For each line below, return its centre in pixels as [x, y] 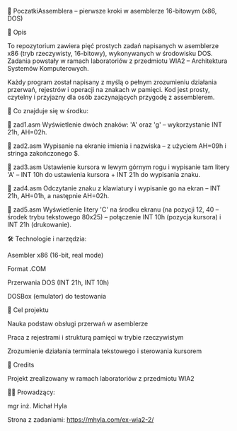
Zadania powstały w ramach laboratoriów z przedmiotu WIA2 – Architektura [117, 61]
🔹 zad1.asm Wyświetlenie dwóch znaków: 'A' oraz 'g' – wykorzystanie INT [115, 125]
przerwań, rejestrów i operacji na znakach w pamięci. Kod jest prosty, [109, 90]
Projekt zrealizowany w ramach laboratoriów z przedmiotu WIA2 [101, 378]
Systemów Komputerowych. [48, 68]
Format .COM [27, 269]
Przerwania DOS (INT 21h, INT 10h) [58, 282]
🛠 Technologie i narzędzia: [47, 239]
